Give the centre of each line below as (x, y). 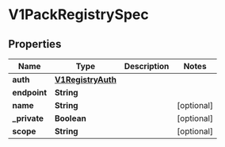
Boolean (71, 118)
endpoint (30, 93)
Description (147, 66)
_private (28, 118)
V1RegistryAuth (86, 79)
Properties (35, 44)
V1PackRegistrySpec (78, 15)
